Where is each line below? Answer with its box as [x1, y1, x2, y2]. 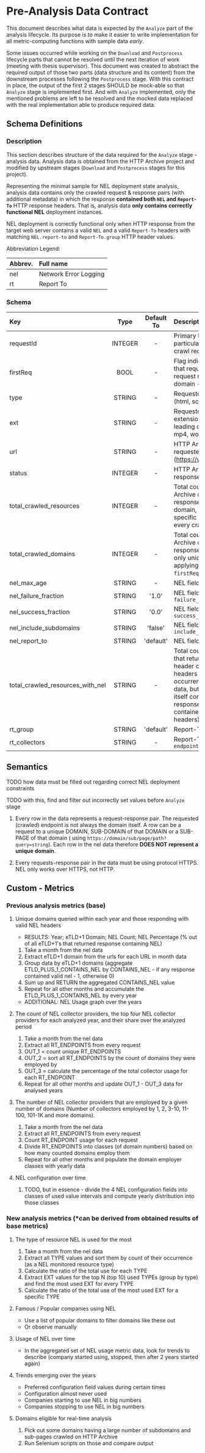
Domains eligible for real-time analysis [15, 1415, 112, 1422]
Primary [173, 331, 196, 340]
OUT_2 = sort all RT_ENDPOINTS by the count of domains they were [24, 1055, 196, 1062]
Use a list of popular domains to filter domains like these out [24, 1316, 176, 1324]
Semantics [6, 762, 48, 773]
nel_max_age [9, 579, 47, 587]
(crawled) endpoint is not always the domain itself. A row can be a [15, 821, 181, 828]
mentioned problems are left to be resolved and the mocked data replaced [6, 95, 193, 102]
